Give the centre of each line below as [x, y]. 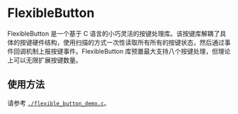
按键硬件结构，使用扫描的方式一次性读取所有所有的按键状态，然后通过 [122, 42]
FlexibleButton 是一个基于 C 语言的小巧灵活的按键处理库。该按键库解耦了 [114, 33]
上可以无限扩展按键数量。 [45, 60]
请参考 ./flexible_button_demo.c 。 [59, 103]
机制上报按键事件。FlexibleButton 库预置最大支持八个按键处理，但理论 [128, 51]
